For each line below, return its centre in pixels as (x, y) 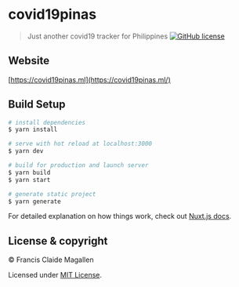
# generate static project (52, 194)
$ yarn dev (26, 151)
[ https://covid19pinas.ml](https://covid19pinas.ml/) (89, 79)
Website (29, 61)
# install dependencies (47, 122)
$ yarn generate (34, 202)
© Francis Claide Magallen (51, 260)
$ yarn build (29, 173)
